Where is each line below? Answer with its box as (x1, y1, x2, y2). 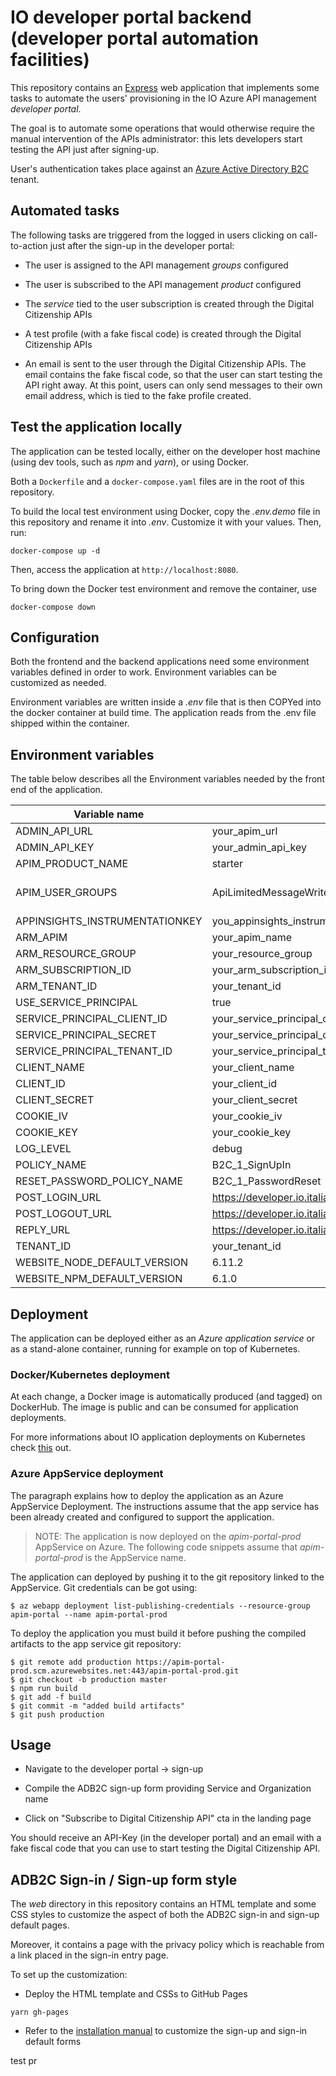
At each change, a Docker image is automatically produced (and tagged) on (10, 1391, 323, 1403)
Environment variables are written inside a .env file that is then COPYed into (10, 696, 322, 708)
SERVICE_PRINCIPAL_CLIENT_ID (15, 1012, 168, 1026)
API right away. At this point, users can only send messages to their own (24, 379, 323, 391)
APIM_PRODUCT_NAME (15, 857, 129, 871)
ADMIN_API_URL (15, 824, 94, 838)
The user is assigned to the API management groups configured (24, 259, 289, 271)
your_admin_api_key (211, 841, 308, 855)
